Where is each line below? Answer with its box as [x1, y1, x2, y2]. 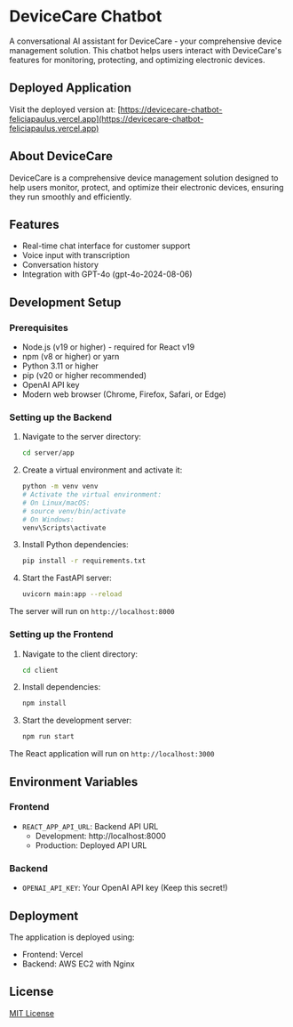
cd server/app [21, 449, 75, 457]
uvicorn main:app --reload [21, 590, 123, 599]
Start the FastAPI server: [21, 572, 113, 584]
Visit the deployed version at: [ [9, 104, 122, 115]
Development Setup [9, 295, 122, 310]
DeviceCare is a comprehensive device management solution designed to [9, 172, 279, 183]
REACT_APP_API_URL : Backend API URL [21, 821, 159, 831]
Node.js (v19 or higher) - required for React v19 [21, 342, 195, 352]
